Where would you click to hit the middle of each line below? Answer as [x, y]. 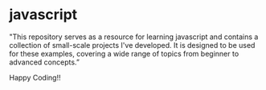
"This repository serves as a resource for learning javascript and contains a [134, 37]
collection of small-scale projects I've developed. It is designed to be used [132, 45]
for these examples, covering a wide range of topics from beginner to [124, 53]
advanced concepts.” [44, 62]
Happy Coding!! [35, 77]
